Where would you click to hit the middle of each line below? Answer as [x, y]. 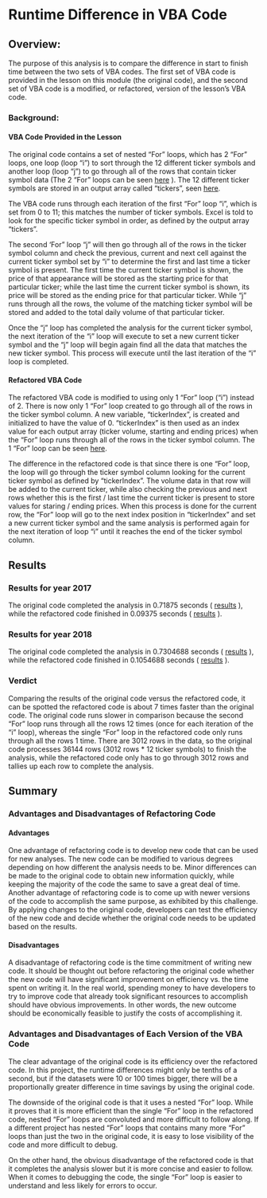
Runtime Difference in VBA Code [118, 15]
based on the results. [43, 927]
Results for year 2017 [50, 587]
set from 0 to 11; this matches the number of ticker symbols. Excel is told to [131, 212]
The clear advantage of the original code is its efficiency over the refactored [133, 1061]
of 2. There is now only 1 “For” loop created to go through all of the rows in [130, 406]
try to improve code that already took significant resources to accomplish [128, 996]
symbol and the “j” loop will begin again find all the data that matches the [128, 345]
